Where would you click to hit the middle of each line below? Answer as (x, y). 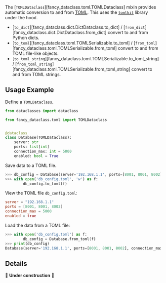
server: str (26, 142)
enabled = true (21, 216)
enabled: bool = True (36, 156)
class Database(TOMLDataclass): (38, 138)
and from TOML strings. (37, 74)
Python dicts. (26, 38)
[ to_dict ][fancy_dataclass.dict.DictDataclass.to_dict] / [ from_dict (79, 27)
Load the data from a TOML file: (38, 225)
